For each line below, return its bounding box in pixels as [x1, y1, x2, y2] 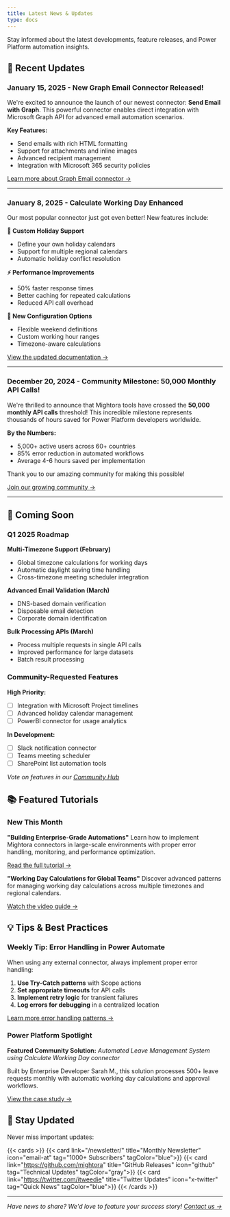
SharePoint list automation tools [16, 760, 107, 768]
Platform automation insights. [7, 42, 90, 51]
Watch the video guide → [7, 902, 79, 910]
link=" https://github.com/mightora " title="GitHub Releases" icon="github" [7, 1160, 216, 1168]
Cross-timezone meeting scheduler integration [16, 573, 149, 581]
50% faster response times [16, 284, 94, 292]
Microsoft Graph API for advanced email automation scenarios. [7, 113, 185, 121]
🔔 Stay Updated [7, 1114, 75, 1127]
